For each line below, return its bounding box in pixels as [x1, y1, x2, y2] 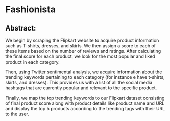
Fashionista [5, 4, 56, 15]
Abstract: [5, 24, 36, 33]
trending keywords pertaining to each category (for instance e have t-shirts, [5, 74, 165, 80]
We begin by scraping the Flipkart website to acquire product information [5, 37, 159, 43]
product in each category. [5, 59, 60, 65]
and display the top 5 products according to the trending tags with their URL [5, 106, 165, 111]
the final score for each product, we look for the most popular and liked [5, 53, 155, 59]
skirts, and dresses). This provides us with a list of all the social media [5, 80, 153, 85]
